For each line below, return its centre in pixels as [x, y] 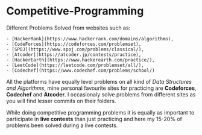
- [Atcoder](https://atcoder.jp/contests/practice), [74, 55]
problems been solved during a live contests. [62, 125]
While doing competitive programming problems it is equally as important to [100, 112]
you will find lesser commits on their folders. [61, 101]
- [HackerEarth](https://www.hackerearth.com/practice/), [80, 60]
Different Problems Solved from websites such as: [68, 28]
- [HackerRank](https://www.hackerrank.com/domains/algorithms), [90, 39]
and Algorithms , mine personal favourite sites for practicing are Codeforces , [101, 88]
